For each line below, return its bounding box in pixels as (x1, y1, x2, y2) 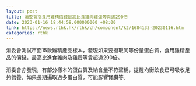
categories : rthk (6, 30, 48, 36)
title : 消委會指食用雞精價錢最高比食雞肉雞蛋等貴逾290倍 (6, 14, 128, 20)
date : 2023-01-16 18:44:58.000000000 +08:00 (6, 19, 116, 25)
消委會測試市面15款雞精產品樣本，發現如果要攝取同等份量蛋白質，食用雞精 (6, 47, 185, 54)
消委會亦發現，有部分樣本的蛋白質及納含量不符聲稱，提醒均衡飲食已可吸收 (6, 66, 185, 73)
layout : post (6, 8, 38, 15)
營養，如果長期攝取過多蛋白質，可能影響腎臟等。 (10, 74, 129, 81)
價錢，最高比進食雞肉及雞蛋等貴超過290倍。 (16, 54, 124, 61)
